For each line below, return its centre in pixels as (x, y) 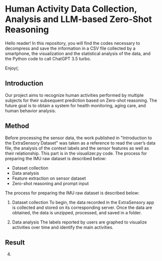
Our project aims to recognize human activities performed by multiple (74, 95)
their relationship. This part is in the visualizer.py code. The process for (76, 153)
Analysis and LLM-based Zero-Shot (78, 19)
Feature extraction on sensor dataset (49, 178)
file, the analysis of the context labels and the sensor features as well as (77, 148)
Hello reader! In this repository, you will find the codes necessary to (73, 43)
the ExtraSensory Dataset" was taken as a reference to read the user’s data (80, 143)
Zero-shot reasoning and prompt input (50, 183)
